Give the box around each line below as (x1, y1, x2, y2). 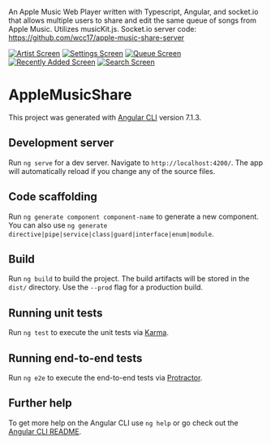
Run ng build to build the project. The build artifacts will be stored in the (8, 274, 250, 284)
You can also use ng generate (8, 220, 108, 230)
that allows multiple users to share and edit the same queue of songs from (8, 15, 257, 25)
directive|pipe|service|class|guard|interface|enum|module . (8, 229, 214, 238)
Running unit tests (8, 306, 103, 320)
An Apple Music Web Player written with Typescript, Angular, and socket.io (8, 7, 259, 16)
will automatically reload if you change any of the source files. (8, 166, 216, 176)
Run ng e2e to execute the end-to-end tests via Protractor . (8, 373, 203, 382)
